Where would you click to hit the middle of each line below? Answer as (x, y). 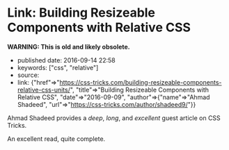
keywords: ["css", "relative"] (58, 67)
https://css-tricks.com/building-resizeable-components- (141, 82)
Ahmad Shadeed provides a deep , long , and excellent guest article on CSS (114, 118)
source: (28, 75)
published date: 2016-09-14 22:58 (66, 60)
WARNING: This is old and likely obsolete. (69, 47)
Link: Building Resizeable (81, 13)
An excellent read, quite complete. (56, 139)
